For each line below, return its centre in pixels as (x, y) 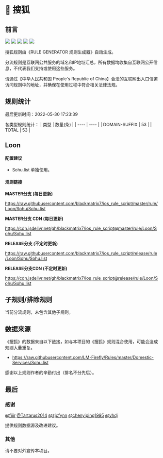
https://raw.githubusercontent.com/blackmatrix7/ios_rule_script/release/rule (81, 253)
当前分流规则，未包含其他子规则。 (39, 312)
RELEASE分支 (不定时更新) (32, 243)
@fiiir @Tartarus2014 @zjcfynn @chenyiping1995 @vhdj (61, 415)
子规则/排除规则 (29, 300)
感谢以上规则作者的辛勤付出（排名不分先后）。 (51, 373)
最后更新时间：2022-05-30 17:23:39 (41, 114)
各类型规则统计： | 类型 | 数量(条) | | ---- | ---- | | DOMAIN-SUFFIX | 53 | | (78, 124)
